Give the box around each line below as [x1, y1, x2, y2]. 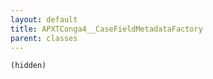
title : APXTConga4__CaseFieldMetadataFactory [10, 24, 203, 34]
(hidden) [10, 61, 47, 71]
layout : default [10, 14, 78, 25]
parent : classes [10, 33, 78, 43]
